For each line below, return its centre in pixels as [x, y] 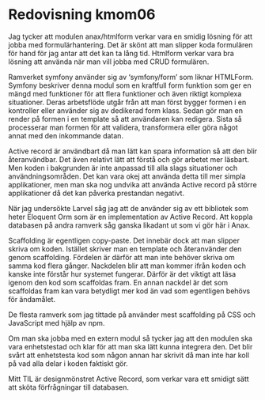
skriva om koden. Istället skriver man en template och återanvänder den [125, 249]
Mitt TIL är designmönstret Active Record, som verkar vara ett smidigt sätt [129, 379]
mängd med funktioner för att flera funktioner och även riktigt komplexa [125, 93]
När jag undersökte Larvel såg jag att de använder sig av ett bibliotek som [129, 208]
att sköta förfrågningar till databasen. [68, 387]
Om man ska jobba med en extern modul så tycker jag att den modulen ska [131, 338]
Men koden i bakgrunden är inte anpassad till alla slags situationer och [123, 168]
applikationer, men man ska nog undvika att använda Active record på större [132, 184]
